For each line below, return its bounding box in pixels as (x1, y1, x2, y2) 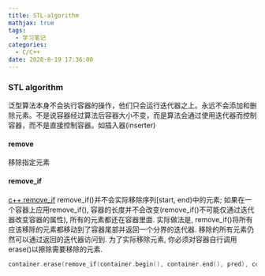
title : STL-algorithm (8, 11, 80, 20)
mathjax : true (8, 19, 55, 27)
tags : (8, 26, 26, 34)
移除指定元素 (8, 157, 50, 167)
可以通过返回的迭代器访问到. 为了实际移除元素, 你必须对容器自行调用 (14, 234, 237, 244)
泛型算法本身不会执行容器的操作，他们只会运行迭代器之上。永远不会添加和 (8, 100, 250, 111)
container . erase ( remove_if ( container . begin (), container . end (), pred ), (8, 260, 248, 268)
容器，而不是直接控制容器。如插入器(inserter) (8, 120, 156, 130)
